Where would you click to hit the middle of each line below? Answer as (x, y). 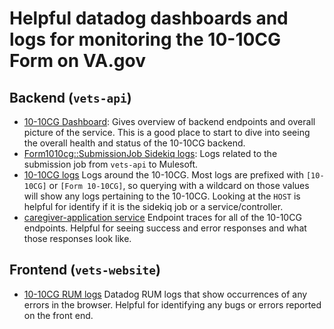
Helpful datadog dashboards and (149, 18)
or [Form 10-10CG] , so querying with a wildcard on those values (179, 185)
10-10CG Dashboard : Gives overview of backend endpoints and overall (169, 121)
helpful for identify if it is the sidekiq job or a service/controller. (153, 206)
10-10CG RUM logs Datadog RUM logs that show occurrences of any (165, 294)
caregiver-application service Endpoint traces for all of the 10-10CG (162, 217)
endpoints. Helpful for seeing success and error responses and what (165, 228)
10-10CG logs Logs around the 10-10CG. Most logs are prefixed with (163, 175)
